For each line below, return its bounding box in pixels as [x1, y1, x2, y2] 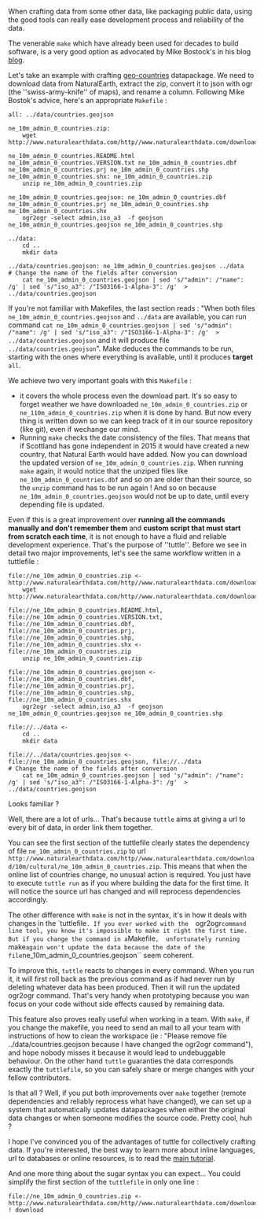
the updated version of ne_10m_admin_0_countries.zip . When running [19, 458, 244, 467]
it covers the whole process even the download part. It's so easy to [19, 391, 237, 400]
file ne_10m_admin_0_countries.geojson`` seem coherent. [8, 951, 195, 960]
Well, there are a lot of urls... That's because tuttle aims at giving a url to [8, 814, 246, 824]
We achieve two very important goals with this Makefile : [8, 376, 192, 385]
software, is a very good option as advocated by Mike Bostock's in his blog [8, 47, 251, 56]
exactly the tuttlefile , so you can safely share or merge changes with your [8, 1065, 255, 1074]
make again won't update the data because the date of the [8, 942, 206, 951]
